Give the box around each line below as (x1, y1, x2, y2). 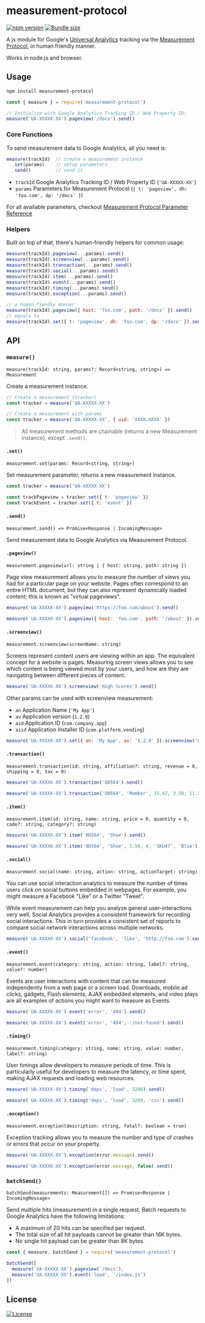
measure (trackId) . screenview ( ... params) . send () (6, 256, 130, 263)
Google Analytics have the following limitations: (6, 1212, 126, 1220)
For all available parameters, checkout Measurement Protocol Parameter (6, 203, 189, 211)
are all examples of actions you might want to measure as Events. (6, 997, 171, 1004)
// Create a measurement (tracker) (6, 394, 97, 401)
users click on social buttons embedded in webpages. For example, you (6, 886, 187, 894)
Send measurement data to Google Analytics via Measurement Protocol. (6, 536, 188, 544)
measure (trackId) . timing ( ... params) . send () (6, 285, 119, 291)
